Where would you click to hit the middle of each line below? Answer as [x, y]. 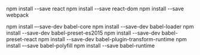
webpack [18, 15]
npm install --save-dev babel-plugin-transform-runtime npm [112, 39]
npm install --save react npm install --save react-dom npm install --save [95, 9]
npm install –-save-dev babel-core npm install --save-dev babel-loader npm [100, 27]
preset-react [21, 39]
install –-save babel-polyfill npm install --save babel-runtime [81, 45]
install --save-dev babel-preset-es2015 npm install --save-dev [83, 33]
